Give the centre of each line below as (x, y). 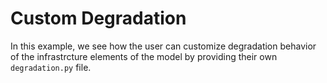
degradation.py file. (51, 67)
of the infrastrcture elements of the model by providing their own (144, 56)
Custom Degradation (98, 18)
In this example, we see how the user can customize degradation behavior (163, 46)
